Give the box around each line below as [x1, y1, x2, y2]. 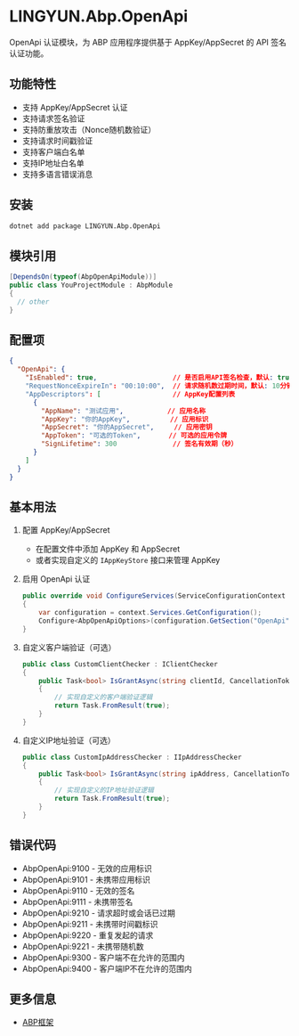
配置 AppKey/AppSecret [21, 525, 110, 535]
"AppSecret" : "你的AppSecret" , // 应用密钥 [41, 423, 213, 432]
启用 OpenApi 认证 [21, 574, 91, 584]
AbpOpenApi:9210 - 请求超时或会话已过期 [21, 907, 176, 918]
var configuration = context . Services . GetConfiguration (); [38, 608, 263, 617]
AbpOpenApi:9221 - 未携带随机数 [21, 941, 144, 951]
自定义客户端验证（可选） [21, 641, 117, 652]
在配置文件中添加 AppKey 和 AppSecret [35, 543, 181, 554]
